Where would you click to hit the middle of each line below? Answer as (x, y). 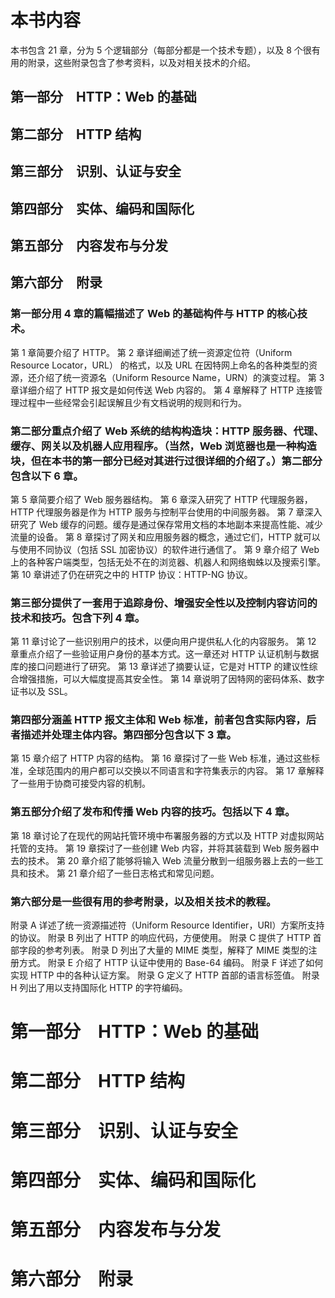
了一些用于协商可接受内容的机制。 (80, 783)
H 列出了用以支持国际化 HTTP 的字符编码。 (99, 988)
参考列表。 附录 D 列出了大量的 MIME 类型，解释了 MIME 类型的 (176, 950)
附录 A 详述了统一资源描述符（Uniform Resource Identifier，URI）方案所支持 (167, 925)
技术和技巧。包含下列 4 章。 (78, 618)
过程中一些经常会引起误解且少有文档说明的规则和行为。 (132, 402)
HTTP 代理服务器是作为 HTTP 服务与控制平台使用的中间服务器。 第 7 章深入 (166, 512)
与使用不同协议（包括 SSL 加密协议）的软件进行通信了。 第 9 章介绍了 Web (165, 549)
